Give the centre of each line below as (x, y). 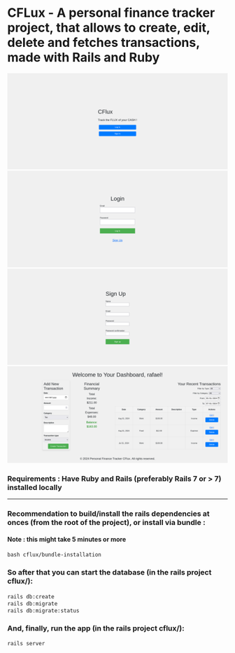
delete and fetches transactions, (104, 43)
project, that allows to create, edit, (109, 28)
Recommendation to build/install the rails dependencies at (108, 514)
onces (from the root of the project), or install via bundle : (106, 523)
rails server (26, 643)
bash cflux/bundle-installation (54, 555)
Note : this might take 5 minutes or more (67, 539)
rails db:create (31, 596)
